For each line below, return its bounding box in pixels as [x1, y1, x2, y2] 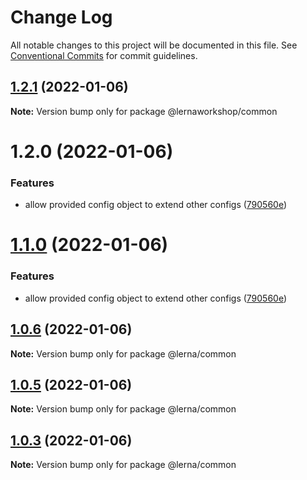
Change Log [10, 6, 113, 29]
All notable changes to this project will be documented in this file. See [10, 39, 298, 51]
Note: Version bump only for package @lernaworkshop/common [10, 105, 278, 117]
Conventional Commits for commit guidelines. [10, 49, 198, 61]
